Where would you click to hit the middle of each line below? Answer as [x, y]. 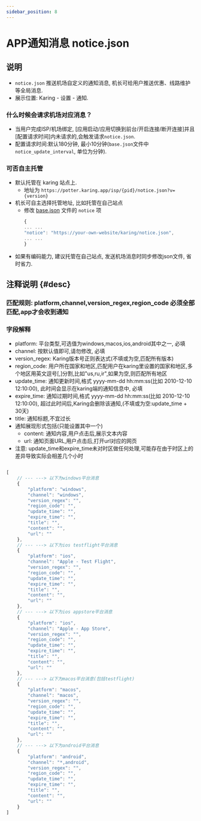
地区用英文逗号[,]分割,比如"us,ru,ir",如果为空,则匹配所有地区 [94, 374]
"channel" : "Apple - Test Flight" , [72, 562]
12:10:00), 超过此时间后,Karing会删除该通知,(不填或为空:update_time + [101, 404]
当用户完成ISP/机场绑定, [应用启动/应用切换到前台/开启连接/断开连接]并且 [105, 129]
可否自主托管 [25, 168]
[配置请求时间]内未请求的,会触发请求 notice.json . [75, 136]
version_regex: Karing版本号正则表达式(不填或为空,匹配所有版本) [94, 359]
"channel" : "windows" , [56, 495]
